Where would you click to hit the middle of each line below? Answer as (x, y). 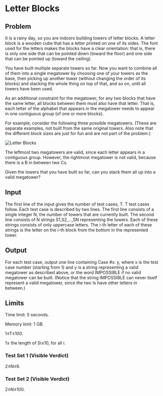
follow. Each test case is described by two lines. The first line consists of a (80, 209)
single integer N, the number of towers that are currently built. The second (80, 214)
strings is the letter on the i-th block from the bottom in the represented (77, 230)
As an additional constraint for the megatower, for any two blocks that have (80, 98)
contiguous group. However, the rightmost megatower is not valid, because (81, 157)
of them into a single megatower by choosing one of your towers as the (77, 73)
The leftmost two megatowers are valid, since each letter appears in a (75, 152)
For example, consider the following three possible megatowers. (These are (81, 123)
